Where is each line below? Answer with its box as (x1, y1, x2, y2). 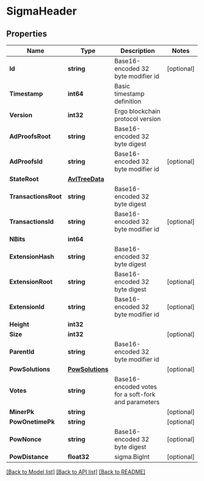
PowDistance (9, 452, 49, 461)
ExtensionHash (9, 253, 55, 261)
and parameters (114, 398, 160, 406)
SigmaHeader (6, 4, 77, 18)
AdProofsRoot (9, 132, 51, 141)
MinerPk (9, 408, 35, 416)
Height (9, 320, 29, 328)
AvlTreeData (67, 175, 104, 183)
